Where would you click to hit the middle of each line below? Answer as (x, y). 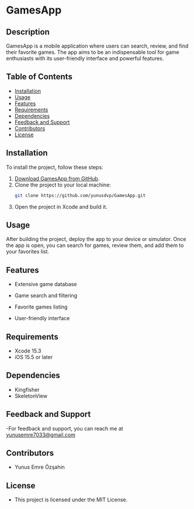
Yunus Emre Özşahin (40, 467)
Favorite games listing (41, 307)
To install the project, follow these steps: (55, 167)
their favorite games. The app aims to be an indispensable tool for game (93, 52)
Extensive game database (46, 284)
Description (28, 32)
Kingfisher (27, 389)
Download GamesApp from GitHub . (57, 178)
